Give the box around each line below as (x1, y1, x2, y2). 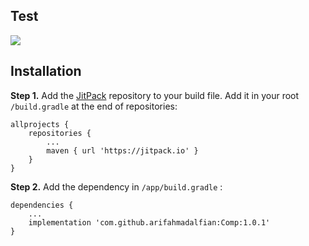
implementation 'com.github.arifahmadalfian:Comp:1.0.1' (28, 217, 271, 228)
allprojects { (10, 119, 70, 129)
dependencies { (10, 200, 74, 210)
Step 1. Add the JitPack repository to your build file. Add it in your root (10, 89, 300, 101)
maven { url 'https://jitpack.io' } (46, 145, 199, 156)
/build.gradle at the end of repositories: (10, 100, 178, 112)
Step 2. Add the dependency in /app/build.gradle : (10, 180, 223, 193)
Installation (10, 63, 82, 80)
